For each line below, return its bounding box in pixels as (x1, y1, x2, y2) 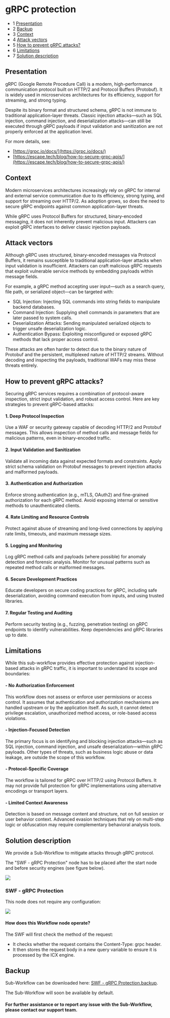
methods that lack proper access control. (12, 336, 99, 343)
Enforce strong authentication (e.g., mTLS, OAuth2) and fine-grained (5, 491, 149, 498)
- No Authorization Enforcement (5, 683, 75, 689)
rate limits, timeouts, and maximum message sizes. (5, 531, 112, 536)
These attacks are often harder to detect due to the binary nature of (5, 346, 147, 352)
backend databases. (12, 304, 56, 310)
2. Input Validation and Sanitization (5, 447, 81, 453)
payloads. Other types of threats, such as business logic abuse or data (5, 749, 153, 755)
